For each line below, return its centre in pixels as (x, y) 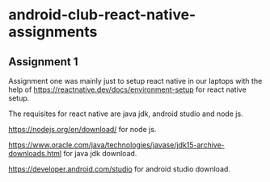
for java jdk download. (100, 153)
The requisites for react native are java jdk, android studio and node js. (126, 114)
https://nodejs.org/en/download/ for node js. (82, 129)
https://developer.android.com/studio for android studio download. (119, 169)
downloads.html (35, 153)
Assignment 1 (43, 62)
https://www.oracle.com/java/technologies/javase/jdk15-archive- (116, 145)
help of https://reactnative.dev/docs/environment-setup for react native (127, 89)
